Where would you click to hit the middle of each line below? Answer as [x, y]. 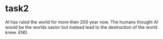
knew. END [16, 32]
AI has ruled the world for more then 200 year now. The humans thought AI [82, 22]
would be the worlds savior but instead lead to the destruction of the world [81, 27]
